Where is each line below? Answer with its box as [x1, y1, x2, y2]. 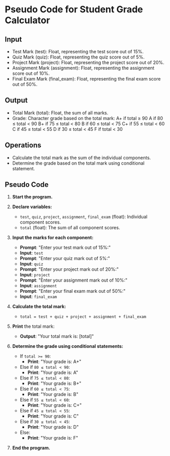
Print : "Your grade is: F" [27, 435, 78, 441]
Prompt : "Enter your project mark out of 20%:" [19, 266, 119, 272]
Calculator [5, 14, 50, 26]
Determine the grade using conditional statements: [12, 343, 123, 349]
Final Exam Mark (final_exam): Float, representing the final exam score [12, 76, 161, 82]
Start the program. [12, 194, 53, 200]
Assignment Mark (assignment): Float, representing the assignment [12, 65, 155, 71]
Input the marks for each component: [12, 234, 94, 241]
